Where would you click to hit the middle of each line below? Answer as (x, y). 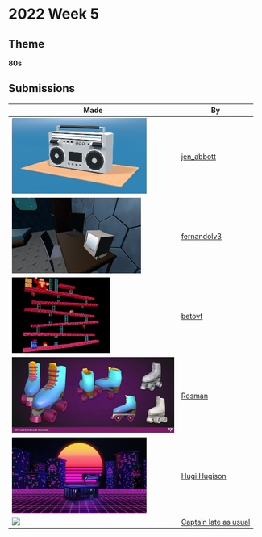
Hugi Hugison (204, 476)
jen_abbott (198, 156)
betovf (192, 317)
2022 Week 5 (54, 14)
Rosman (194, 396)
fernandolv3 (202, 236)
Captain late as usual (216, 522)
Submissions (42, 88)
